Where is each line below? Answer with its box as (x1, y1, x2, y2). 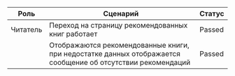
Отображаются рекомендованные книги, (48, 41, 190, 50)
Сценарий (103, 9, 139, 18)
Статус (199, 9, 225, 18)
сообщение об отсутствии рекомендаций (48, 58, 191, 67)
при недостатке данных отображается (48, 49, 180, 58)
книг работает (48, 29, 98, 39)
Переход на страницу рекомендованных (48, 21, 188, 30)
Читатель (10, 25, 43, 34)
